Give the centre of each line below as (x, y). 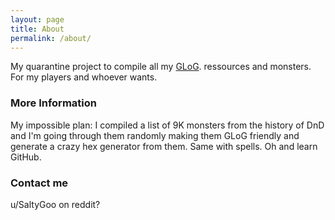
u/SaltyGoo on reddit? (55, 204)
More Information (53, 103)
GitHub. (26, 157)
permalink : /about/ (51, 38)
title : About (37, 29)
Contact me (39, 183)
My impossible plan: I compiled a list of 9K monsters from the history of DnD (167, 125)
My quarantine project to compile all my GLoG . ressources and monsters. (161, 67)
